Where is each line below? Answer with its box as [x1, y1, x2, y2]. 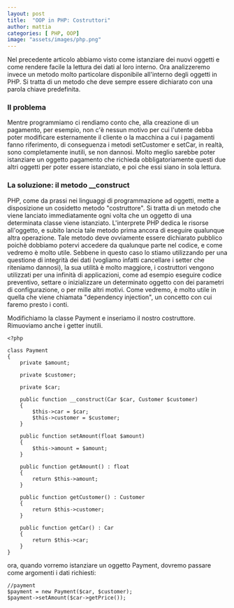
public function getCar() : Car [20, 524, 114, 531]
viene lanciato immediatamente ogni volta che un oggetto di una [7, 211, 192, 219]
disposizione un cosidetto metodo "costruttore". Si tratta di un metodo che [7, 203, 221, 212]
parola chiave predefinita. [7, 85, 81, 94]
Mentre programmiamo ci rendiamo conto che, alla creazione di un [7, 118, 199, 126]
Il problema [7, 103, 47, 113]
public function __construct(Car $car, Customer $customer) [20, 396, 198, 403]
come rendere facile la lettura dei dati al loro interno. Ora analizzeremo [7, 63, 211, 71]
